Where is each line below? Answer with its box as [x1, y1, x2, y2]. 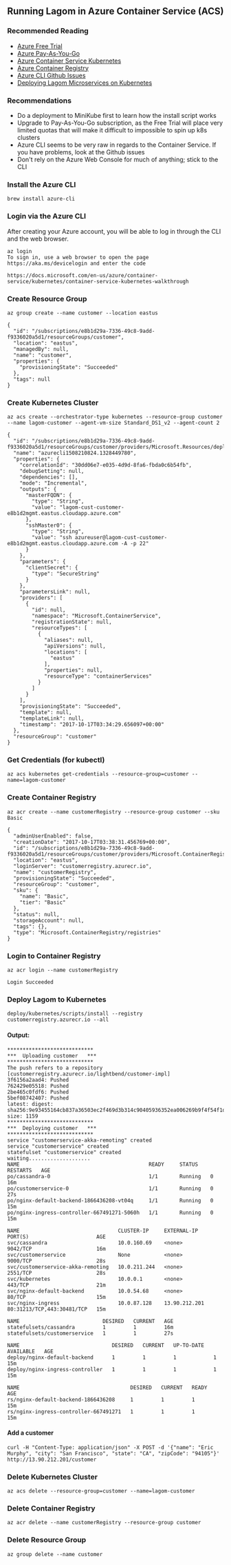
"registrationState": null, [32, 618, 112, 626]
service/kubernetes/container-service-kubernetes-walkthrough [7, 278, 189, 285]
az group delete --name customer [7, 1551, 103, 1557]
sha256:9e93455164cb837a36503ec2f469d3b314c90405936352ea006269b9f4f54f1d [7, 1107, 226, 1113]
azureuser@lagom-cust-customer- [74, 534, 168, 541]
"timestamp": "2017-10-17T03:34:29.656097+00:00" [19, 721, 165, 728]
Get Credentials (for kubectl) [7, 755, 105, 765]
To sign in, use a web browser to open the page [7, 254, 149, 261]
